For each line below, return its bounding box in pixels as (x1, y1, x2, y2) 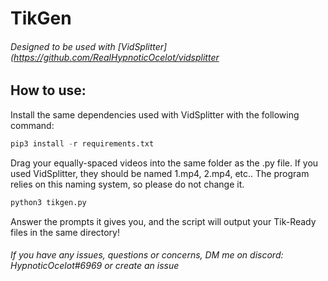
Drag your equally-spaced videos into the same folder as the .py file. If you (10, 157, 319, 169)
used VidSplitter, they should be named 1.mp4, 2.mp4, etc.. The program (10, 167, 310, 179)
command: (10, 119, 55, 131)
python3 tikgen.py (10, 197, 87, 207)
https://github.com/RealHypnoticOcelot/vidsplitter (13, 51, 220, 63)
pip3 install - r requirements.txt (10, 138, 155, 149)
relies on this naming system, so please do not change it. (10, 178, 245, 190)
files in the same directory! (10, 226, 121, 238)
